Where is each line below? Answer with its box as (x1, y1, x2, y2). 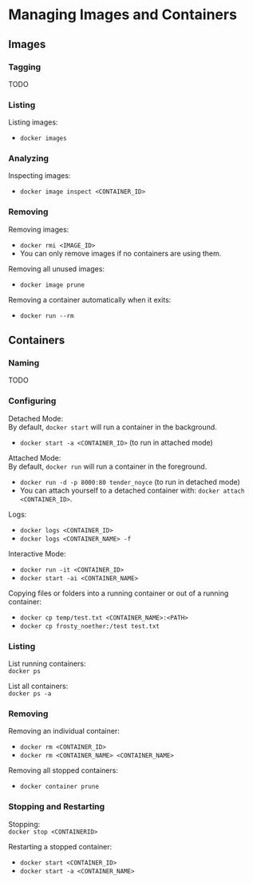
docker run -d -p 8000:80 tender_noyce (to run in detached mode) (19, 477, 241, 486)
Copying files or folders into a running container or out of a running (8, 588, 229, 598)
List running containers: (8, 659, 86, 668)
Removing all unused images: (8, 263, 105, 273)
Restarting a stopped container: (8, 841, 113, 851)
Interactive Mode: (8, 548, 66, 558)
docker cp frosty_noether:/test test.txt (19, 622, 160, 630)
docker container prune (19, 782, 100, 791)
